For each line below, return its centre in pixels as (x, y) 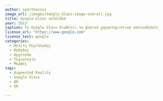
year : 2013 (16, 23)
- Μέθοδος (19, 50)
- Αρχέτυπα (20, 55)
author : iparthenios (26, 9)
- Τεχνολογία (23, 59)
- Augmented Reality (30, 73)
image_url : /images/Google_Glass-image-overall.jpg (58, 14)
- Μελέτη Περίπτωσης (30, 46)
